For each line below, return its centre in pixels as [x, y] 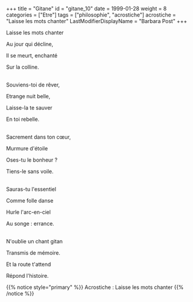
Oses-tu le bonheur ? [32, 160]
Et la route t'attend [29, 264]
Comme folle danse [30, 200]
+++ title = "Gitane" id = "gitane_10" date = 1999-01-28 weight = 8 [86, 9]
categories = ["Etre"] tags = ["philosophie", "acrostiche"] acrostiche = [91, 15]
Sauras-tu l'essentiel [31, 189]
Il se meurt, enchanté [32, 55]
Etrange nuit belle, [28, 96]
